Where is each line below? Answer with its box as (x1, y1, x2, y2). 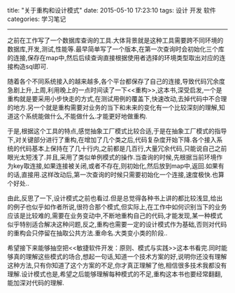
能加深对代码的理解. (7, 278, 65, 287)
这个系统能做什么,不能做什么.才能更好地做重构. (13, 112, 148, 120)
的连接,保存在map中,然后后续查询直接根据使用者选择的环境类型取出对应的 (7, 54, 220, 61)
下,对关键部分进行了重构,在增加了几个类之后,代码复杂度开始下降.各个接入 (7, 135, 217, 144)
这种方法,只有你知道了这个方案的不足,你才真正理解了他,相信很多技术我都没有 (7, 261, 227, 269)
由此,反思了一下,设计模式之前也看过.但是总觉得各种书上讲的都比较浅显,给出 (7, 194, 223, 202)
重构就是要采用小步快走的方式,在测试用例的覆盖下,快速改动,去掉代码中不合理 (7, 95, 227, 103)
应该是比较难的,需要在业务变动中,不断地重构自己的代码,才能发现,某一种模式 (7, 211, 223, 220)
